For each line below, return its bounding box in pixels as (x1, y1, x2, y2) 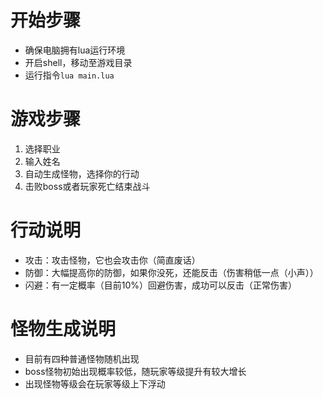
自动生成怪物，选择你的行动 (24, 167, 140, 180)
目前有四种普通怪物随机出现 (24, 352, 140, 365)
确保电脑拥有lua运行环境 (24, 44, 126, 56)
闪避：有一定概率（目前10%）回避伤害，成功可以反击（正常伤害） (24, 279, 298, 291)
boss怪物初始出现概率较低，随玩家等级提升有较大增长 (24, 365, 247, 377)
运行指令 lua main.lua (24, 69, 115, 81)
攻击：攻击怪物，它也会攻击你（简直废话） (24, 254, 201, 266)
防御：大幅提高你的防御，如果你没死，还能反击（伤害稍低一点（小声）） (24, 266, 319, 278)
